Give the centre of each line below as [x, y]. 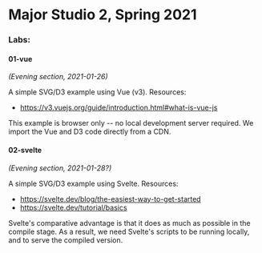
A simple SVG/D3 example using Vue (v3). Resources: [97, 92]
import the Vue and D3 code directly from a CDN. [90, 132]
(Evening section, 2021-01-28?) [60, 168]
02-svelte [25, 150]
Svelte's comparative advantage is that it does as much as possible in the [129, 223]
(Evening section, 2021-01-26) [58, 77]
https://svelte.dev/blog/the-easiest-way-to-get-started [111, 199]
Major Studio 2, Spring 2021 [103, 15]
